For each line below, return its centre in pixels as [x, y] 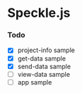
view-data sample [44, 74]
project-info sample [46, 50]
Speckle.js [39, 13]
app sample [35, 82]
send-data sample [44, 66]
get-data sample [41, 58]
